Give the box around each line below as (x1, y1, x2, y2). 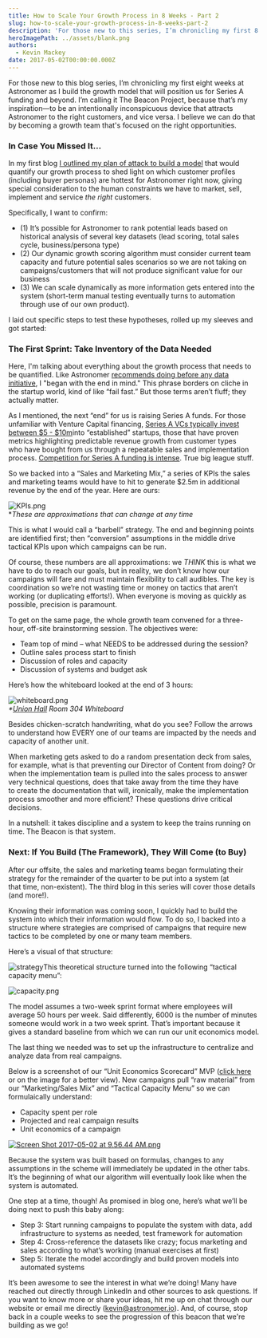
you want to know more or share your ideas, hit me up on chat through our (8, 1294, 253, 1304)
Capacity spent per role (19, 1107, 98, 1117)
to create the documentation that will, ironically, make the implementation (8, 786, 249, 795)
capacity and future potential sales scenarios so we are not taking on (19, 257, 247, 267)
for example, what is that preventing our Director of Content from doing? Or (8, 760, 256, 770)
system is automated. (8, 1180, 79, 1190)
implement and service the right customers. (8, 192, 151, 202)
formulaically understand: (8, 1091, 92, 1101)
